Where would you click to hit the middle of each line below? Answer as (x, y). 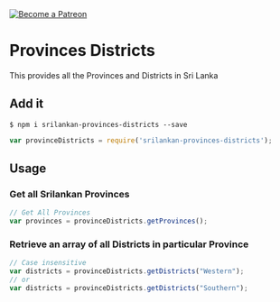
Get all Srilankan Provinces (70, 194)
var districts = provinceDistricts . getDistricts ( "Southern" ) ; (129, 288)
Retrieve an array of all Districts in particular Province (129, 244)
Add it (27, 104)
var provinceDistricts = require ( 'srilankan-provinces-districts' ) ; (141, 140)
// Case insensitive (48, 263)
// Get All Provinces (50, 213)
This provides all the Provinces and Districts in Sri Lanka (114, 75)
